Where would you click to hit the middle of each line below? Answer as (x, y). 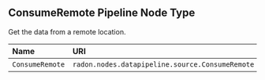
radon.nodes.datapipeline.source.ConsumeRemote (163, 64)
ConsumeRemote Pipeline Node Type (102, 13)
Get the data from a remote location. (67, 31)
